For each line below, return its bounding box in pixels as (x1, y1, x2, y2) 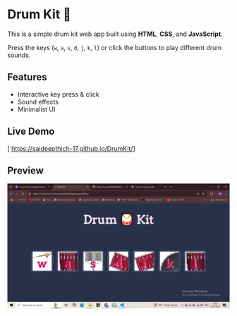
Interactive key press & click (17, 90, 100, 98)
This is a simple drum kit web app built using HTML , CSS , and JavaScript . (7, 30, 224, 38)
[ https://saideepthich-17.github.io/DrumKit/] (7, 144, 135, 152)
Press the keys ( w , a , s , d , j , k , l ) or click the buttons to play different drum (7, 43, 222, 51)
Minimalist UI (17, 105, 56, 114)
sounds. (7, 51, 31, 59)
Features (7, 71, 47, 83)
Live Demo (7, 126, 55, 138)
